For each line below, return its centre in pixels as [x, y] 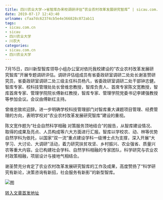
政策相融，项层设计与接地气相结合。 [45, 156]
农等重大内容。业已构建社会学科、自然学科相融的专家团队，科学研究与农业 [79, 150]
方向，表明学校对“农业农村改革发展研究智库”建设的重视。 [71, 115]
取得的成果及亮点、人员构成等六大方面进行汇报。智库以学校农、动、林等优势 [81, 132]
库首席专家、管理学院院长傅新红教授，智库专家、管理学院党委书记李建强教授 [81, 93]
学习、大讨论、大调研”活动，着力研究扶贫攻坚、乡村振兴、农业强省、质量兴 [81, 144]
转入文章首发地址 [22, 193]
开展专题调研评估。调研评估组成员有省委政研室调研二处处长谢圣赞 [86, 75]
